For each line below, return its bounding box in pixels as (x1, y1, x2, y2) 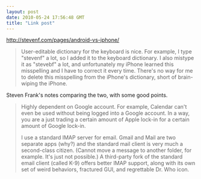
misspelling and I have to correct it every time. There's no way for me (20, 67, 193, 74)
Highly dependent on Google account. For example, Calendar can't (20, 103, 187, 111)
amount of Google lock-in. (20, 123, 86, 130)
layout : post (6, 8, 39, 15)
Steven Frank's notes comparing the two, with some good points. (6, 91, 168, 99)
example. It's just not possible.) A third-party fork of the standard (20, 153, 183, 160)
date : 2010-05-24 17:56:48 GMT (6, 14, 85, 20)
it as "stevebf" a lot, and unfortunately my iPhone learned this (20, 61, 174, 68)
